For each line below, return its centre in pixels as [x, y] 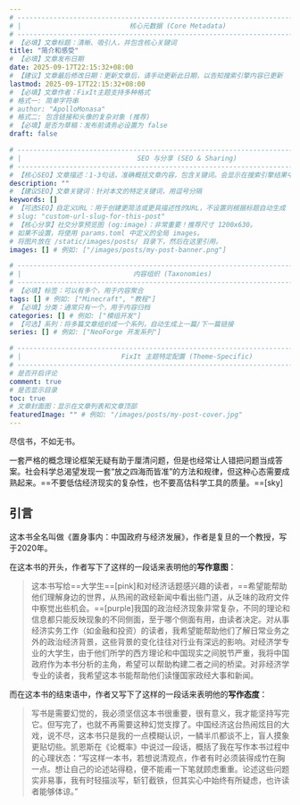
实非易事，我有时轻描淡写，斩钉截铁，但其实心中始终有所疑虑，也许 [156, 780]
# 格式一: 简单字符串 [44, 101]
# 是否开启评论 [33, 373]
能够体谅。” [58, 791]
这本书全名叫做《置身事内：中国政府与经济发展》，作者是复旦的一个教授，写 [148, 536]
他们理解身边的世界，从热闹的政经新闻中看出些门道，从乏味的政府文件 [160, 597]
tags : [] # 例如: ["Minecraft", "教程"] [83, 299]
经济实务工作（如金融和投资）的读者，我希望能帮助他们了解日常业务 [156, 630]
